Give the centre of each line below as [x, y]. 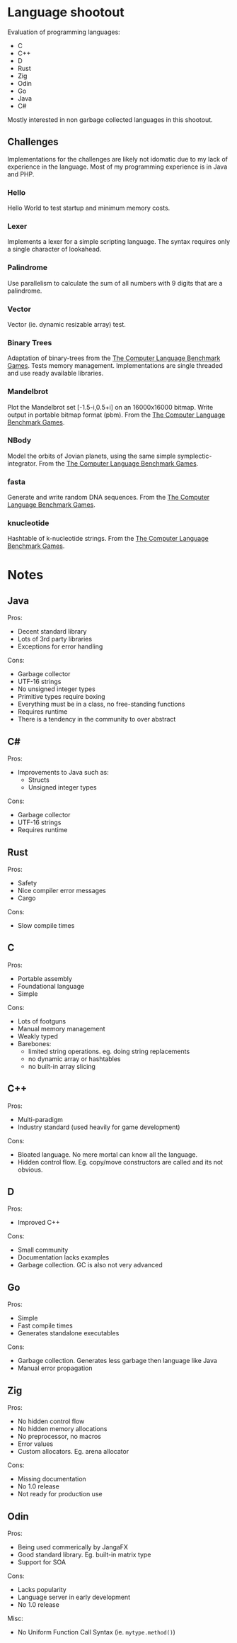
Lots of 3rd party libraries [55, 639]
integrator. [22, 463]
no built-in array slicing [62, 1066]
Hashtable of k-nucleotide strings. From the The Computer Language [108, 539]
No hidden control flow [51, 1421]
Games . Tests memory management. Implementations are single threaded [115, 366]
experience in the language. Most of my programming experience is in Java [117, 167]
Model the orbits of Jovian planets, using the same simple [92, 456]
